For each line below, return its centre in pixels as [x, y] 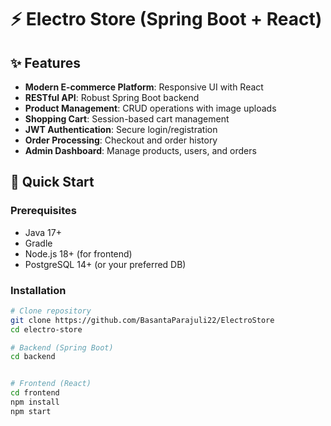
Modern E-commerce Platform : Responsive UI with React [144, 87]
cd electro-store [46, 329]
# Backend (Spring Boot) [62, 347]
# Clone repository [51, 311]
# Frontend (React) [51, 384]
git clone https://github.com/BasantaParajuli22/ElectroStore [142, 320]
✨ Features [45, 62]
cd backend [33, 357]
